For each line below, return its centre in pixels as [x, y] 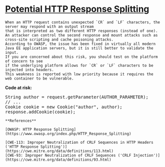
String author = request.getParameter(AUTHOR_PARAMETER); [77, 97]
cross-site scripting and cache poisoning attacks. [59, 40]
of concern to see [24, 61]
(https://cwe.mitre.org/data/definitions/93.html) [58, 160]
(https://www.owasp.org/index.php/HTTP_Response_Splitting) [68, 134]
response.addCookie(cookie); [40, 112]
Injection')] [147, 155]
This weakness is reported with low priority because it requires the [79, 74]
